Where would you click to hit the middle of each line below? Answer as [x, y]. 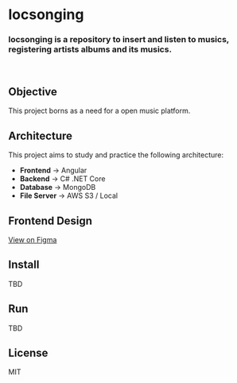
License [28, 352]
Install [24, 265]
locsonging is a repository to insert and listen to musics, [118, 40]
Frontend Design [51, 221]
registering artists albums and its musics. [90, 49]
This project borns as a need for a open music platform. [99, 111]
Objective [33, 92]
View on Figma [33, 239]
